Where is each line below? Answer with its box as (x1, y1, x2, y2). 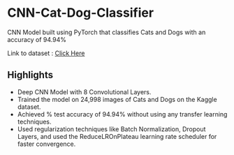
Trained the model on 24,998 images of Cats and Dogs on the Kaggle (17, 95, 218, 103)
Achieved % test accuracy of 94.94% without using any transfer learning (17, 110, 228, 118)
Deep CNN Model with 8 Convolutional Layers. (17, 87, 152, 96)
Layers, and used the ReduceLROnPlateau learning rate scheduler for (17, 132, 217, 140)
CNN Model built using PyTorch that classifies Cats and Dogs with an (7, 28, 206, 36)
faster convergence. (17, 140, 76, 148)
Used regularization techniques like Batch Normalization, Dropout (17, 124, 206, 133)
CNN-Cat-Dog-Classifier (7, 5, 154, 21)
